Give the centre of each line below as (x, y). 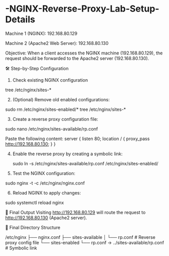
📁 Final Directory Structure (33, 227)
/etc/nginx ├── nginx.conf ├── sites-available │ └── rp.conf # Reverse (80, 237)
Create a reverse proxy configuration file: (55, 119)
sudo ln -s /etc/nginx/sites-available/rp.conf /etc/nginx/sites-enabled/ (86, 163)
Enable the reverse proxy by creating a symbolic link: (67, 154)
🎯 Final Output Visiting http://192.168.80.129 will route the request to (75, 212)
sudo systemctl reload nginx (35, 203)
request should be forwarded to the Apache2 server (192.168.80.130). (77, 58)
